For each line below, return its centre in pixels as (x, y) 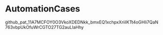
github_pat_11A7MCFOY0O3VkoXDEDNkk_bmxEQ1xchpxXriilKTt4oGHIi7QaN (82, 22)
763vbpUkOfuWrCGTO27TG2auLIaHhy (45, 27)
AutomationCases (43, 9)
